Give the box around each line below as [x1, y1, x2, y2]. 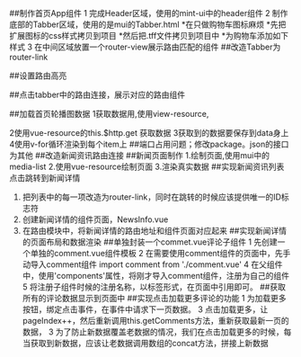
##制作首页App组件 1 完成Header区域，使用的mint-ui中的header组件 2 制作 [9, 8, 288, 18]
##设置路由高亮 [9, 70, 67, 81]
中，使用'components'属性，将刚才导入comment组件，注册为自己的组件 [22, 271, 290, 281]
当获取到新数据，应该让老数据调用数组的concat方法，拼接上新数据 [22, 338, 270, 348]
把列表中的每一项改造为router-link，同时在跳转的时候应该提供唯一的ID [22, 192, 281, 202]
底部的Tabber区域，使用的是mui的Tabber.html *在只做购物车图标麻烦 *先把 [9, 19, 287, 30]
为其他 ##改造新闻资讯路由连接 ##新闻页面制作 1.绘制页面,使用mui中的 [9, 150, 270, 160]
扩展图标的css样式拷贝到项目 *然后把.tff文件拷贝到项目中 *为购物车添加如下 [9, 31, 289, 40]
